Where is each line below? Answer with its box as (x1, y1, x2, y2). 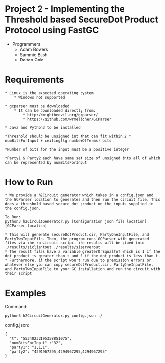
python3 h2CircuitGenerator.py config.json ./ (5, 313, 103, 318)
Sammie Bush (19, 51, 48, 58)
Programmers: (12, 41, 42, 47)
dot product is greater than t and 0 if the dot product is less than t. (5, 253, 161, 258)
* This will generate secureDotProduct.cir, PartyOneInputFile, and (5, 232, 149, 237)
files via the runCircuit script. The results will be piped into (5, 241, 145, 245)
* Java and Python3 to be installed (5, 125, 81, 130)
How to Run (5, 177, 53, 188)
